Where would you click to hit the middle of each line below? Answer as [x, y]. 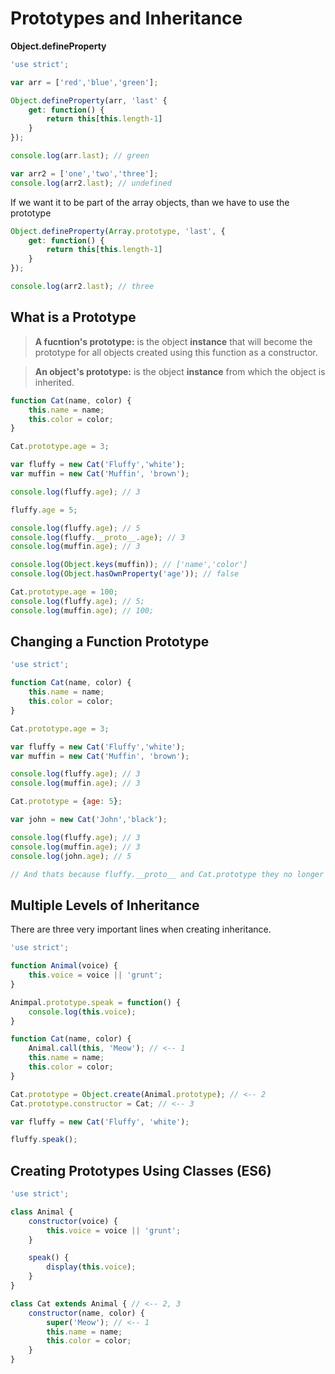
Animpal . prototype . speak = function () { [96, 1002]
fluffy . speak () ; [44, 1140]
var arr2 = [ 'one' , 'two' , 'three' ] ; [84, 173]
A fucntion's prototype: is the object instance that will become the [173, 341]
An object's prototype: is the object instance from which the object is [180, 371]
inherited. [54, 382]
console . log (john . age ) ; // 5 [71, 856]
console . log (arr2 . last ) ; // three [82, 287]
